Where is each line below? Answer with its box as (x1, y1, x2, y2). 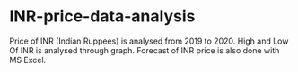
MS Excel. (9, 54, 47, 65)
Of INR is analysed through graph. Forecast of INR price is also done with (9, 44, 280, 55)
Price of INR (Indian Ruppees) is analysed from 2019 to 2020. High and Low (9, 36, 289, 46)
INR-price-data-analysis (9, 6, 196, 27)
